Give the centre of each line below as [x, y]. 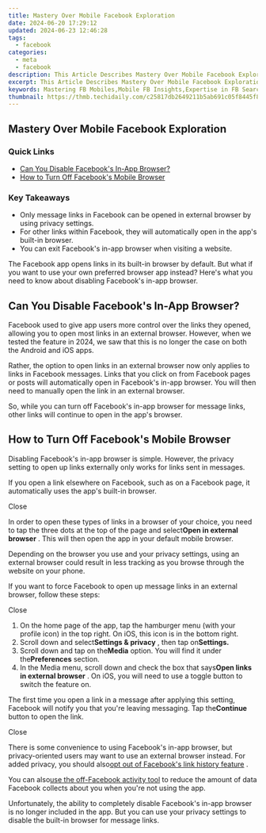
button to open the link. [46, 716]
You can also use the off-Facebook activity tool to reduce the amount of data [133, 779]
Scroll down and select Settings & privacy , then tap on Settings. [124, 642]
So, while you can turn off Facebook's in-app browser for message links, [127, 406]
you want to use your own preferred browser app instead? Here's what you [131, 273]
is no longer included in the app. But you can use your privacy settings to [127, 812]
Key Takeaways [39, 198]
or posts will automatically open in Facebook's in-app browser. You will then [132, 382]
